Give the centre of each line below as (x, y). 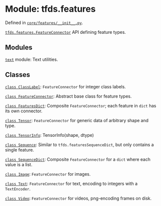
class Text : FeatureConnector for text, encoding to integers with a (71, 183)
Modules (19, 48)
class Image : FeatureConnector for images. (48, 174)
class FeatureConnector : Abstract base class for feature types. (69, 96)
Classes (18, 75)
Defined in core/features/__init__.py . (44, 23)
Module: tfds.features (50, 9)
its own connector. (24, 111)
